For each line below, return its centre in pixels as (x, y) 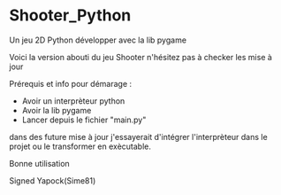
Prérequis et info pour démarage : (71, 83)
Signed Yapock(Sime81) (53, 180)
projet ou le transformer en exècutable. (80, 146)
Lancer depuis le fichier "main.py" (84, 120)
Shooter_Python (70, 16)
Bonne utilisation (40, 163)
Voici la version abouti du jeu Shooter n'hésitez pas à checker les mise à (140, 57)
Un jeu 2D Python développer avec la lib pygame (98, 40)
